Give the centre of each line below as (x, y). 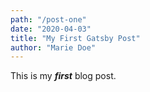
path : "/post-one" (48, 19)
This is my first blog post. (63, 76)
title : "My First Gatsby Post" (75, 38)
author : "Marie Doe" (53, 47)
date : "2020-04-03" (51, 29)
